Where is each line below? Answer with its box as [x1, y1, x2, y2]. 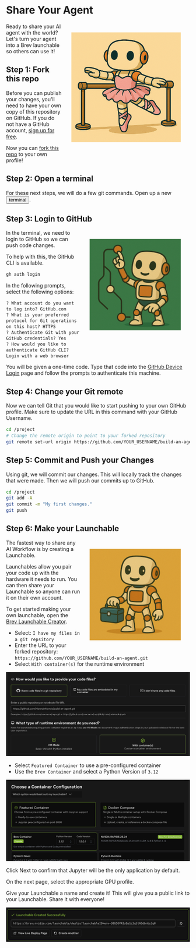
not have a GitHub [6, 121, 50, 128]
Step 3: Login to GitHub [6, 214, 92, 224]
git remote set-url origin [6, 439, 72, 445]
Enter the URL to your [14, 642, 66, 649]
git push [6, 508, 27, 514]
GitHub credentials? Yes [6, 336, 66, 341]
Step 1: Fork [6, 65, 50, 75]
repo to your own [6, 150, 48, 158]
